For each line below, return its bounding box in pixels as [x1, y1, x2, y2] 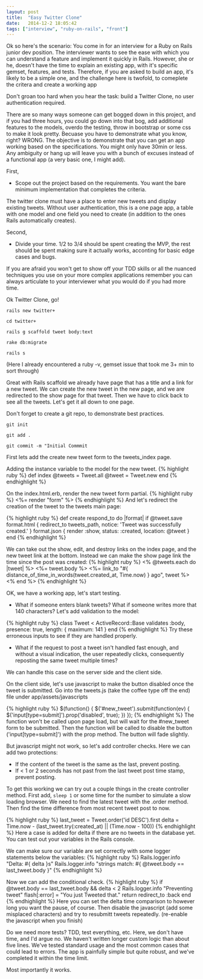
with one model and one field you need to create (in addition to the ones [6, 210, 186, 218]
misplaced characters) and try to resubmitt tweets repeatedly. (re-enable [6, 911, 188, 918]
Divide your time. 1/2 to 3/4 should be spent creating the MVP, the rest [14, 241, 191, 248]
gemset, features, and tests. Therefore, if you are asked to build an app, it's [6, 68, 194, 76]
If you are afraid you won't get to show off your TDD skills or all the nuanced [6, 265, 196, 273]
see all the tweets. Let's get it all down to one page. [6, 398, 135, 406]
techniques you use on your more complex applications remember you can [6, 271, 193, 279]
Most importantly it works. [6, 966, 71, 974]
